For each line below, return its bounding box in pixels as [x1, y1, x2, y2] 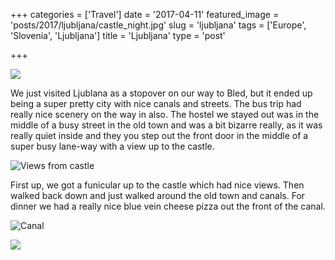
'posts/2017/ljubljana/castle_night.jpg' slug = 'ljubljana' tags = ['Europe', [10, 19, 307, 31]
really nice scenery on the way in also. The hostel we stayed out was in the [10, 109, 320, 120]
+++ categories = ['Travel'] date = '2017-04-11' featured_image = [10, 9, 280, 20]
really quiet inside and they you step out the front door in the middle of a [10, 130, 309, 141]
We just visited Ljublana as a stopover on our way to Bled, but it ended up [10, 87, 313, 99]
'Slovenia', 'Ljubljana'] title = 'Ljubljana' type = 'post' [10, 30, 226, 41]
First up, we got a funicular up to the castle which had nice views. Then [10, 179, 305, 191]
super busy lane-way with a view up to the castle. [10, 140, 215, 152]
